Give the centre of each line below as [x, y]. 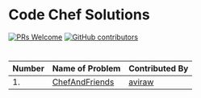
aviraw [141, 82]
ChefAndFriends [83, 82]
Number [28, 68]
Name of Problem [86, 68]
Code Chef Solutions [80, 15]
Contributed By [159, 68]
